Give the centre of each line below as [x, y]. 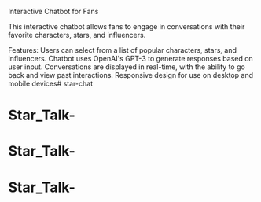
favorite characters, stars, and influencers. [77, 35]
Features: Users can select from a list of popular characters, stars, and [123, 50]
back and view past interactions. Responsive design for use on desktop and [131, 75]
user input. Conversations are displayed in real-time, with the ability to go [127, 67]
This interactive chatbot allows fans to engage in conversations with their [127, 26]
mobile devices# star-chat [50, 83]
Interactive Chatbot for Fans [53, 11]
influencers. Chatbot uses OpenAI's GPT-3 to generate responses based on [130, 59]
